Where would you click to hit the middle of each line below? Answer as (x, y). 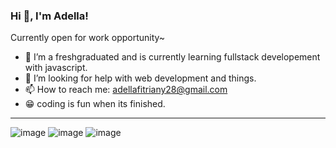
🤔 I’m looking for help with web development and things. (140, 78)
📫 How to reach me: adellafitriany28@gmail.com (126, 90)
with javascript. (56, 68)
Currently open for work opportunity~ (88, 38)
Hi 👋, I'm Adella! (49, 16)
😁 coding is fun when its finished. (95, 104)
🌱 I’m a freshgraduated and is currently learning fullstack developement (172, 57)
